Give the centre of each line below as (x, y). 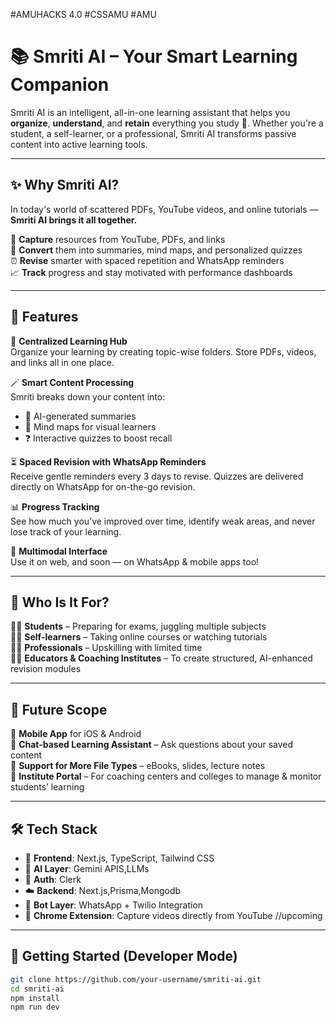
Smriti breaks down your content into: (88, 396)
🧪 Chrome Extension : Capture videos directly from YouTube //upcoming (173, 915)
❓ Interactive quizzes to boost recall (98, 438)
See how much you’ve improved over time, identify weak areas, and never (163, 521)
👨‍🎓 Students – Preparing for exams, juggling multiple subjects (138, 626)
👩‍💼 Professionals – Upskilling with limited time (106, 648)
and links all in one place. (62, 362)
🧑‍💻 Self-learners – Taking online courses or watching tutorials (139, 637)
